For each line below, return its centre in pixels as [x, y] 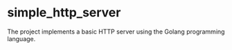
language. [21, 38]
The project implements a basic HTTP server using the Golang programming [116, 32]
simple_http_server [64, 13]
